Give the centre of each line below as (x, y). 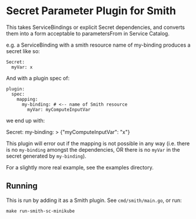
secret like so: (23, 51)
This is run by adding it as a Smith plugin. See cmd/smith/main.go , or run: (94, 200)
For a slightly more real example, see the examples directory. (80, 167)
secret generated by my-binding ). (46, 156)
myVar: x (22, 67)
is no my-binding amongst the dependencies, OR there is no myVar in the (93, 149)
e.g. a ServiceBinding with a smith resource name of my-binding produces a (98, 45)
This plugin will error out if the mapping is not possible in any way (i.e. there (98, 143)
